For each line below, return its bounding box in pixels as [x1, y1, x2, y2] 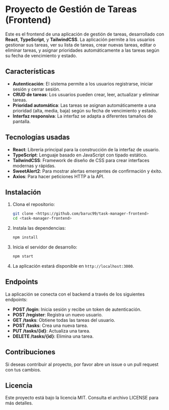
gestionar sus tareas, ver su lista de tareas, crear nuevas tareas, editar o [5, 42, 156, 48]
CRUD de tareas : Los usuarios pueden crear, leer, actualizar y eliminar [12, 91, 159, 97]
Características [5, 67, 55, 76]
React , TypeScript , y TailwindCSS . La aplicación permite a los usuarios [5, 36, 155, 43]
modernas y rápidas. [12, 162, 56, 169]
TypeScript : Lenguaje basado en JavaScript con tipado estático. [12, 152, 148, 158]
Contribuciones [5, 348, 56, 356]
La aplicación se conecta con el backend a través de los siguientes [5, 291, 145, 297]
